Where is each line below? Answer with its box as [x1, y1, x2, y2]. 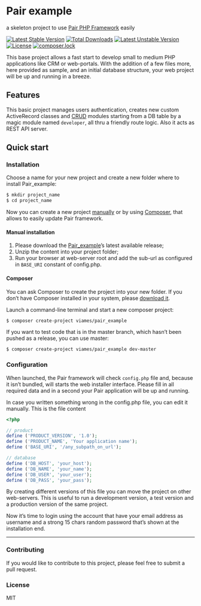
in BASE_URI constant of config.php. [14, 261, 102, 268]
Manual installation [6, 228, 55, 236]
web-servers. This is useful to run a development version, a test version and [6, 495, 194, 502]
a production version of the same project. [6, 501, 108, 508]
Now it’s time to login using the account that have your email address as [6, 512, 184, 520]
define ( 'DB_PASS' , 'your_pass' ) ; [6, 477, 93, 483]
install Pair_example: [6, 180, 57, 188]
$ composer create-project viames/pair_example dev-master [6, 346, 157, 352]
